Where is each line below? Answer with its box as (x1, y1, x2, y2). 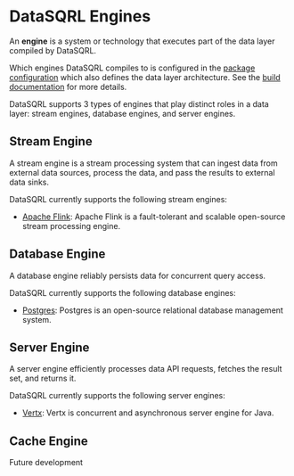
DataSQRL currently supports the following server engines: (9, 390, 225, 401)
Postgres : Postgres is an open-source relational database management (21, 305, 283, 316)
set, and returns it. (9, 373, 77, 384)
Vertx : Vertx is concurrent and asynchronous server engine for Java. (21, 407, 274, 418)
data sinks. (9, 176, 50, 187)
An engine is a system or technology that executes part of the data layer (9, 36, 275, 46)
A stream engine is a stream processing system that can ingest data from (9, 158, 278, 168)
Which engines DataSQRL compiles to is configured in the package (9, 62, 256, 73)
